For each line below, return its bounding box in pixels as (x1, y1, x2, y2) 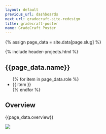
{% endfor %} (12, 87, 41, 92)
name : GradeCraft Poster (5, 26, 56, 31)
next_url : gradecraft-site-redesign (5, 16, 80, 21)
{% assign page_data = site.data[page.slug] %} (5, 39, 102, 45)
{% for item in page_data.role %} (12, 76, 79, 82)
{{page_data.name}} (5, 63, 71, 72)
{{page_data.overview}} (5, 114, 54, 120)
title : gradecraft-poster (5, 21, 58, 26)
